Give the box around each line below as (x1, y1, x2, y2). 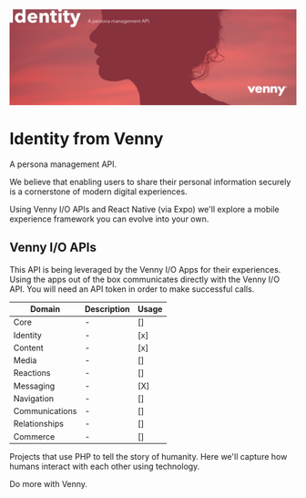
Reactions (13, 368, 51, 379)
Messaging (13, 380, 56, 391)
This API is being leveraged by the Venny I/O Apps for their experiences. (9, 264, 281, 275)
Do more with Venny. (9, 479, 88, 490)
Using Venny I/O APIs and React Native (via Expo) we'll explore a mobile (9, 203, 280, 214)
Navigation (13, 392, 55, 404)
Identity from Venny (9, 129, 164, 150)
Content (13, 342, 44, 353)
